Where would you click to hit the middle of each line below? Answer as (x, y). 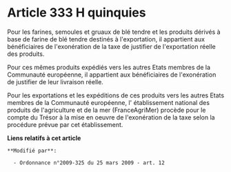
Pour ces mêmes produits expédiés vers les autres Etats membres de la (109, 67)
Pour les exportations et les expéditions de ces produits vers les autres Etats (116, 95)
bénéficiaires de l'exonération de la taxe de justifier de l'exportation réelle (111, 46)
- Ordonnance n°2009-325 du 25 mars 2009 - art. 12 (89, 163)
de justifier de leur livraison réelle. (55, 82)
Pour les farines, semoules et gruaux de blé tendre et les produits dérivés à (114, 32)
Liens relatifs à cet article (44, 138)
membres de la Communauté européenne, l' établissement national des (109, 102)
